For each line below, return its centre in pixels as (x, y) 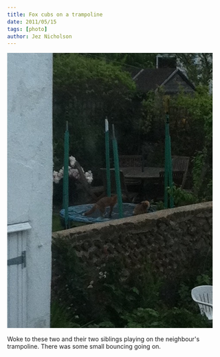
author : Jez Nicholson (40, 36)
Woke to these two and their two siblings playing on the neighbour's (103, 339)
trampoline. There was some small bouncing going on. (84, 347)
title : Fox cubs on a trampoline (55, 14)
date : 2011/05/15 (32, 22)
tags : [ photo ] (27, 29)
